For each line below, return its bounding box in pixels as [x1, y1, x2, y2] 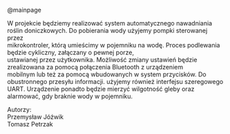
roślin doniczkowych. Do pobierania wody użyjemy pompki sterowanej [7, 27, 208, 34]
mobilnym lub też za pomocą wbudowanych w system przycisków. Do [7, 70, 207, 78]
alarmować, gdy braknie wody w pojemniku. [7, 92, 133, 100]
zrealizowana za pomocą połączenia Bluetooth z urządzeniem [7, 63, 184, 71]
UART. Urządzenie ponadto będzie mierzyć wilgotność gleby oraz [7, 85, 195, 93]
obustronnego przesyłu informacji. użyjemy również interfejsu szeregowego [7, 78, 224, 85]
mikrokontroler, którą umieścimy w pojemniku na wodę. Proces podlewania [7, 41, 220, 49]
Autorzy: [7, 106, 32, 113]
